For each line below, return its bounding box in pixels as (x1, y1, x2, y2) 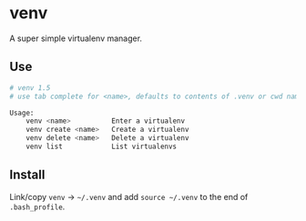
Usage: (9, 108, 35, 117)
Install (9, 167, 46, 183)
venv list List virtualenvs (25, 142, 178, 151)
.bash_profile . (9, 201, 66, 212)
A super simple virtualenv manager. (9, 33, 143, 44)
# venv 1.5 (9, 83, 51, 93)
